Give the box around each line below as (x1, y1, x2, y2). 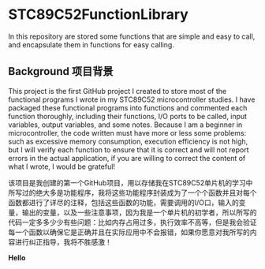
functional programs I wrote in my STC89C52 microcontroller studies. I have (8, 95, 256, 104)
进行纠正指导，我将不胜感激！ (14, 237, 112, 246)
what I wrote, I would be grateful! (8, 162, 116, 171)
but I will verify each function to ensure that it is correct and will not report (8, 144, 249, 155)
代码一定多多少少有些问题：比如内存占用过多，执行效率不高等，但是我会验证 (8, 217, 257, 226)
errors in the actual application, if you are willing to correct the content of (8, 153, 246, 163)
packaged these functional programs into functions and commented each (8, 103, 248, 112)
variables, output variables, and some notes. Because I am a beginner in (8, 120, 243, 129)
